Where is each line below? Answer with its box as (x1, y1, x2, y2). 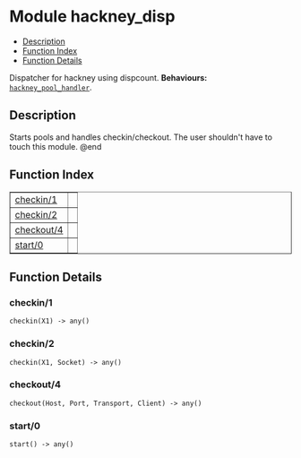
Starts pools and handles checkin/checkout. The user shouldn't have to (9, 132, 273, 143)
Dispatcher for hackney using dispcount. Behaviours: (9, 72, 208, 82)
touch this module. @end (9, 141, 102, 151)
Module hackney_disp (9, 6, 176, 27)
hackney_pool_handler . (9, 82, 92, 92)
